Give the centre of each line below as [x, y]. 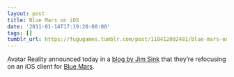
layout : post [26, 14]
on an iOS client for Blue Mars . [51, 67]
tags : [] [20, 33]
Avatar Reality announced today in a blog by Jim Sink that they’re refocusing [117, 59]
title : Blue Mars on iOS [43, 20]
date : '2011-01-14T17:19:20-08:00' [59, 26]
